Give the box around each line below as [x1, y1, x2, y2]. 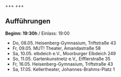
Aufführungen [5, 17, 51, 25]
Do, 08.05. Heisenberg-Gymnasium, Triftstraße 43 [12, 40, 116, 46]
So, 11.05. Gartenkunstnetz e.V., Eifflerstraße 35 [12, 56, 111, 62]
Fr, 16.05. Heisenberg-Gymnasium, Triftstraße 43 [12, 61, 113, 67]
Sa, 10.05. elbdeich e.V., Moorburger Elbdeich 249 [12, 50, 116, 56]
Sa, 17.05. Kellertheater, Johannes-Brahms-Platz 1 [12, 66, 115, 72]
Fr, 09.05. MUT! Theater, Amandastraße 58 [12, 45, 101, 51]
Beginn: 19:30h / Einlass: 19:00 [5, 30, 70, 36]
